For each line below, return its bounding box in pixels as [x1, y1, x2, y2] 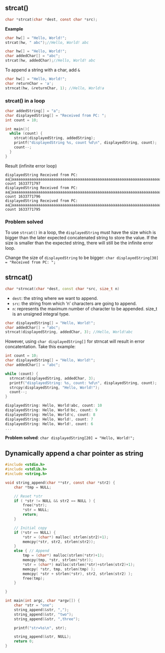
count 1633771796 [5, 194, 41, 199]
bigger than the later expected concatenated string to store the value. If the [5, 235, 158, 241]
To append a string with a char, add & [5, 67, 80, 73]
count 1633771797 [5, 181, 41, 186]
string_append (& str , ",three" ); [14, 617, 80, 621]
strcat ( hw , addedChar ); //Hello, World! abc [5, 58, 96, 63]
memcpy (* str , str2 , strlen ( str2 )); [23, 539, 96, 544]
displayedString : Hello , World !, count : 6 [5, 421, 93, 426]
